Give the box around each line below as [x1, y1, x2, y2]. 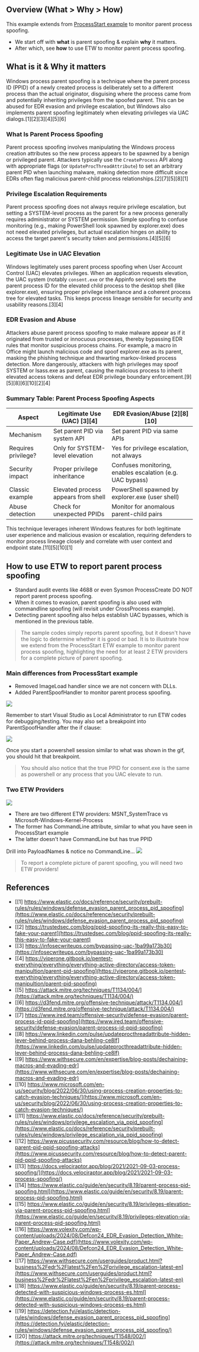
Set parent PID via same [111, 427, 179, 435]
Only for [53, 444, 76, 452]
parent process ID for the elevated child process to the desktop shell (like [6, 282, 185, 289]
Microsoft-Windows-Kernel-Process [14, 816, 104, 823]
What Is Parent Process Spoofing [6, 130, 104, 138]
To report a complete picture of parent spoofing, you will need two [20, 859, 183, 866]
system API [53, 434, 85, 443]
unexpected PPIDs [53, 510, 105, 518]
